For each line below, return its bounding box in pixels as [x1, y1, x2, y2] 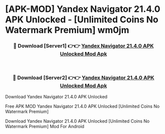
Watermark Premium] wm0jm [5, 25, 129, 36]
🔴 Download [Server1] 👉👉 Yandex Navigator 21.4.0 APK [13, 43, 154, 49]
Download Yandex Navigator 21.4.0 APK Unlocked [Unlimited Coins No [5, 118, 150, 124]
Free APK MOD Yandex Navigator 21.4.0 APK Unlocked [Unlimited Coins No [5, 103, 160, 109]
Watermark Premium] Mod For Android [5, 123, 84, 129]
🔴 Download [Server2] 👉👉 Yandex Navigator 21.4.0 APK [12, 74, 155, 81]
